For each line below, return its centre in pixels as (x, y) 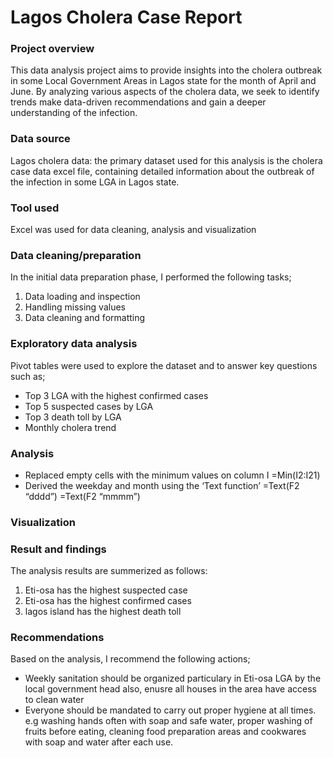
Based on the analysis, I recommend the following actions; (130, 659)
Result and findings (58, 549)
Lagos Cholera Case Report (126, 17)
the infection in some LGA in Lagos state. (95, 182)
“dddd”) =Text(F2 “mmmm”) (82, 496)
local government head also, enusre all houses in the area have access (170, 689)
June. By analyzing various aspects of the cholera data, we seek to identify (165, 92)
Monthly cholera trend (70, 427)
